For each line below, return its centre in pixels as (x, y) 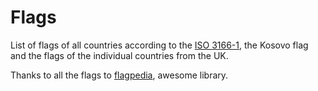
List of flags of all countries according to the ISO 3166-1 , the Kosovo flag (159, 45)
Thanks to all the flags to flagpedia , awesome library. (119, 75)
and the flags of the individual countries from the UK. (119, 55)
